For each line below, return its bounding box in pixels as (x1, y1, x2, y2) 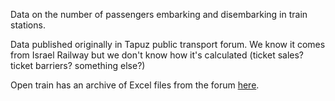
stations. (10, 19, 46, 31)
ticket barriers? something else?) (10, 60, 146, 71)
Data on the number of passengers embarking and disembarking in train (10, 9, 308, 20)
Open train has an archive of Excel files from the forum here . (10, 79, 260, 91)
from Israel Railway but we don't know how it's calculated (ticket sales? (10, 49, 305, 61)
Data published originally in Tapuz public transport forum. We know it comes (10, 39, 326, 50)
